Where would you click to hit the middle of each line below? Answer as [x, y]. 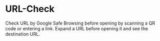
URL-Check [30, 9]
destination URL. [23, 34]
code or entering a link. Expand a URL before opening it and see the [77, 28]
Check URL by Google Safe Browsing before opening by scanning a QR [80, 23]
